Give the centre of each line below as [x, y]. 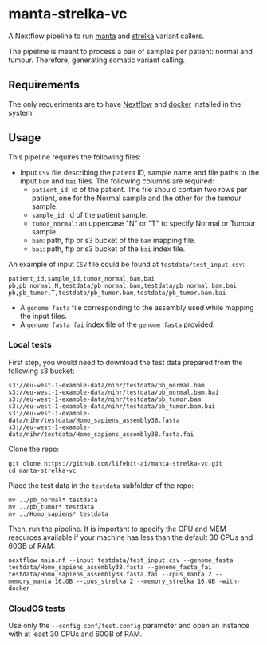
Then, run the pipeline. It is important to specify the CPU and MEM [118, 529]
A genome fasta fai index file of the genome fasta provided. [117, 324]
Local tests [30, 345]
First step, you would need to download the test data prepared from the [126, 362]
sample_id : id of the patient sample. [90, 214]
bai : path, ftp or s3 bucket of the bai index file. [108, 249]
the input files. [43, 316]
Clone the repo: [34, 449]
